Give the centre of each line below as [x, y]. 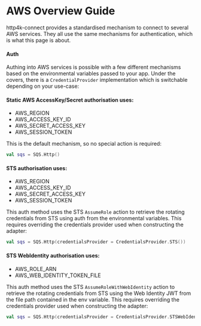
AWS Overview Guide [61, 11]
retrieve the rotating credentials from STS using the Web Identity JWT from [99, 293]
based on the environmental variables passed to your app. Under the [91, 73]
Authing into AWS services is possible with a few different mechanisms [94, 67]
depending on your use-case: [43, 86]
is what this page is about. [39, 40]
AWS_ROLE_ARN [36, 269]
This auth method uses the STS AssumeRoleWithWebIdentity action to [91, 287]
